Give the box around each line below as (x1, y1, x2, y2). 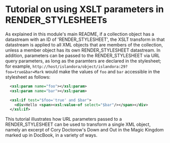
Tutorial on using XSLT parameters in (5, 4, 164, 15)
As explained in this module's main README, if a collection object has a (5, 31, 154, 37)
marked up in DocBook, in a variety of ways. (5, 132, 98, 138)
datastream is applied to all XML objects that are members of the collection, (5, 41, 163, 47)
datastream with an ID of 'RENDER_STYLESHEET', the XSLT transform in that (5, 36, 165, 42)
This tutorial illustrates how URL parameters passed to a (5, 116, 122, 122)
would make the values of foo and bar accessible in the (45, 68, 160, 74)
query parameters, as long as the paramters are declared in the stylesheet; (5, 58, 161, 64)
